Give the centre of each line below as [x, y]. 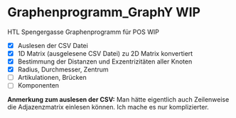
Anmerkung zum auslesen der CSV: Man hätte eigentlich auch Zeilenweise [118, 100]
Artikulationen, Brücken [52, 78]
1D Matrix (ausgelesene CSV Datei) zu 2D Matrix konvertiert [105, 53]
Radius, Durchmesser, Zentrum [63, 70]
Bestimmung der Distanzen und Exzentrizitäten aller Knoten [105, 61]
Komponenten [38, 85]
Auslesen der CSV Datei [53, 45]
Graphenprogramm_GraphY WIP [104, 12]
